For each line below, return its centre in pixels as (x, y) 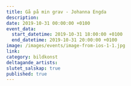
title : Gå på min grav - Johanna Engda (56, 12)
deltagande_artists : (32, 62)
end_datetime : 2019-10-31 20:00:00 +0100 (65, 40)
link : (13, 51)
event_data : (21, 29)
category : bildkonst (32, 57)
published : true (27, 74)
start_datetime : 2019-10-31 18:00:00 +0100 (67, 35)
